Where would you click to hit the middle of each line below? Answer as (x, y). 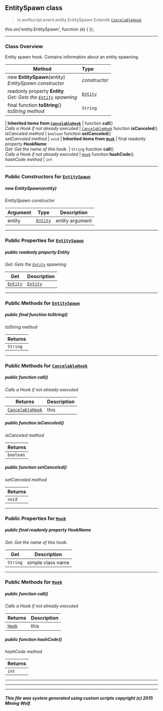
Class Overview (24, 46)
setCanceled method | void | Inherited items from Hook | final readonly (75, 139)
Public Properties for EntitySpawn (44, 240)
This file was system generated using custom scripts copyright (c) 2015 (79, 698)
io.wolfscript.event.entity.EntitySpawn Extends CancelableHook (79, 19)
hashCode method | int (29, 160)
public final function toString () (36, 315)
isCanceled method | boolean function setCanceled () (58, 134)
